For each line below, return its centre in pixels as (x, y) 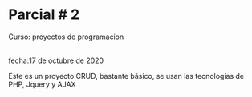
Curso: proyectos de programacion (66, 37)
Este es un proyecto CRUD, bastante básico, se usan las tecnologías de (126, 76)
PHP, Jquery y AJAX (42, 84)
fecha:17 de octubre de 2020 (56, 60)
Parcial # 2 (44, 15)
